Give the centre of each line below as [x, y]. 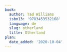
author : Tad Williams [32, 14]
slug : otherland [26, 28]
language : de [23, 24]
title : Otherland [27, 33]
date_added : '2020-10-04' [36, 42]
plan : [10, 38]
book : [10, 10]
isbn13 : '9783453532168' [35, 19]
